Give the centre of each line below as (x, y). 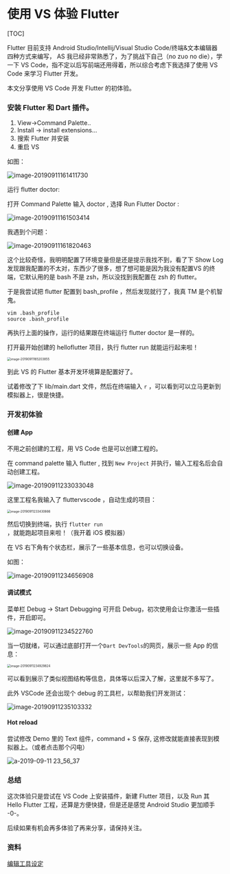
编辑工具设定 (25, 864)
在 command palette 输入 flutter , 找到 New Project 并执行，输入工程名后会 (112, 463)
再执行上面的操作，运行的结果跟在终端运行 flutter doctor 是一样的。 (103, 333)
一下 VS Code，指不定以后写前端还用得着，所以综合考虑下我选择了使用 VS (113, 65)
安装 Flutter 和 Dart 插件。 (50, 107)
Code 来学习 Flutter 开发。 (45, 73)
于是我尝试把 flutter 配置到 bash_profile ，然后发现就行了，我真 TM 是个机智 (115, 292)
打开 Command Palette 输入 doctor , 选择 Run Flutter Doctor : (93, 204)
